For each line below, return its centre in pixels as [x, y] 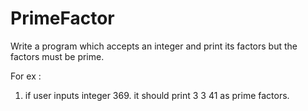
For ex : [26, 76]
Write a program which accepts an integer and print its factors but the [154, 46]
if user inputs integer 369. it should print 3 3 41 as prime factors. [157, 95]
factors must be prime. [57, 56]
